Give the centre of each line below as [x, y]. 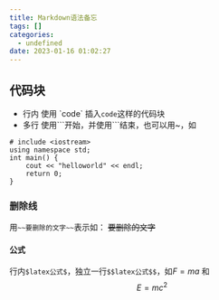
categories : [32, 34]
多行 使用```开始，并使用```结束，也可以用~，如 [109, 125]
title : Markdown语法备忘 [53, 18]
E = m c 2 [152, 287]
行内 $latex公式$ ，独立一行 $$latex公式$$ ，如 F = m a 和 [109, 271]
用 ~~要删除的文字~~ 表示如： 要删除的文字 [82, 228]
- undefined [40, 43]
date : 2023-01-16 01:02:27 [60, 52]
